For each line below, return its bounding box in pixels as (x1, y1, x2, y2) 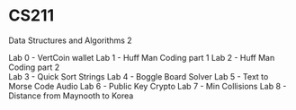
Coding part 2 (8, 62, 60, 72)
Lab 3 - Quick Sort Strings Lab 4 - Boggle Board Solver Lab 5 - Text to (8, 71, 269, 81)
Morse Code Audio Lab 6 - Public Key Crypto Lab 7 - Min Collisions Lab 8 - (8, 80, 287, 91)
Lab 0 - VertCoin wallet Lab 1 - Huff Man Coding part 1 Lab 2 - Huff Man (8, 52, 275, 63)
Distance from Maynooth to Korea (8, 90, 134, 101)
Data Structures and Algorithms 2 (8, 35, 132, 46)
